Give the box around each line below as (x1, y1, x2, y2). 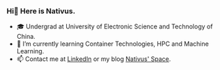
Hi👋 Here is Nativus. (6, 6, 76, 16)
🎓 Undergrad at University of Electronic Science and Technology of (16, 22, 213, 30)
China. (16, 33, 36, 41)
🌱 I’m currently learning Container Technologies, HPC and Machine (16, 40, 210, 48)
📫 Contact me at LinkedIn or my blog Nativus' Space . (16, 55, 171, 63)
